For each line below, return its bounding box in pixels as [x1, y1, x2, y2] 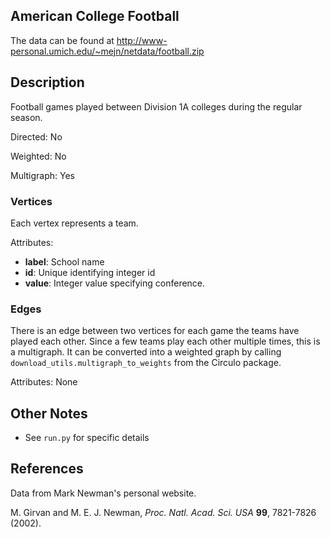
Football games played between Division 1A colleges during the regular [10, 100, 303, 113]
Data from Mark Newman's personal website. [10, 487, 197, 499]
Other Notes [10, 405, 88, 422]
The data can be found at [10, 34, 115, 46]
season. [10, 111, 43, 123]
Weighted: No [10, 150, 67, 162]
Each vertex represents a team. [10, 217, 139, 229]
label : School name [24, 255, 105, 268]
